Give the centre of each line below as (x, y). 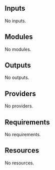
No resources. (19, 163)
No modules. (18, 49)
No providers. (19, 106)
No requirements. (23, 135)
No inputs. (15, 20)
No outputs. (17, 78)
